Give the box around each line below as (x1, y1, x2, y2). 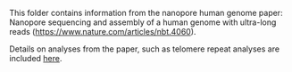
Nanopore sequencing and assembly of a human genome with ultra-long (9, 17, 277, 28)
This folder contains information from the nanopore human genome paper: (9, 8, 283, 18)
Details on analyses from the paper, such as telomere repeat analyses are (9, 44, 279, 54)
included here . (9, 53, 63, 63)
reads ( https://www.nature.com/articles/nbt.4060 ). (9, 27, 196, 36)
